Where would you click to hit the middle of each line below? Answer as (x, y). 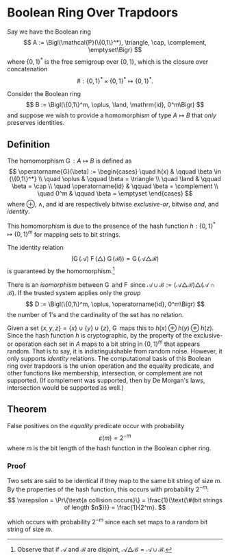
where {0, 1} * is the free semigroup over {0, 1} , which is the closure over (108, 61)
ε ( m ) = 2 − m (115, 437)
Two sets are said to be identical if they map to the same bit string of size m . (115, 481)
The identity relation (35, 248)
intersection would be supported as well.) (66, 387)
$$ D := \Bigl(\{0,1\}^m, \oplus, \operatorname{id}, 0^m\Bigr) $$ (115, 304)
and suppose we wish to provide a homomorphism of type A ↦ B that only (112, 115)
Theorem (27, 409)
